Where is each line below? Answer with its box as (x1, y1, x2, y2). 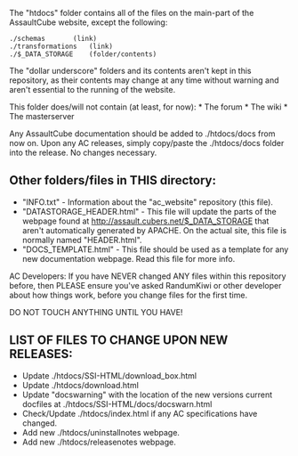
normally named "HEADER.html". (21, 234, 142, 245)
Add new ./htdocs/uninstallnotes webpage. (21, 427, 181, 437)
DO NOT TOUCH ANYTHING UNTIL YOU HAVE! (9, 306, 183, 317)
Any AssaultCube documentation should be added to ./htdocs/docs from (9, 128, 276, 139)
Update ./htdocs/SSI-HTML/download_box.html (21, 370, 197, 381)
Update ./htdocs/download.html (21, 379, 140, 390)
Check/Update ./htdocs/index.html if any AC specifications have (21, 408, 258, 419)
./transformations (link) (9, 42, 114, 51)
